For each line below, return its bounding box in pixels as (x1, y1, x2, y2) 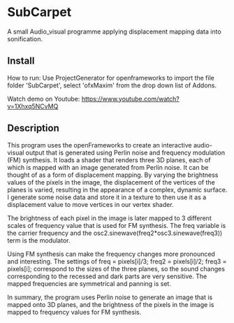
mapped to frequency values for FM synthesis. (7, 308, 142, 316)
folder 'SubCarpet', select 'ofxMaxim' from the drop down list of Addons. (7, 81, 217, 89)
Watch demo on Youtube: (7, 94, 80, 103)
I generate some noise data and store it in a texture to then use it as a (7, 193, 207, 201)
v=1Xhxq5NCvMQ (7, 102, 59, 110)
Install (7, 55, 35, 67)
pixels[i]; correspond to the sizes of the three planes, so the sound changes (7, 264, 226, 273)
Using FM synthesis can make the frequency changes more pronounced (7, 250, 215, 258)
